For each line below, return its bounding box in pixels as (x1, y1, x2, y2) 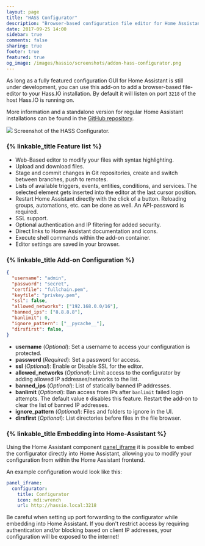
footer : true (6, 49, 40, 55)
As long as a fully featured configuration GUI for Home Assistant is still (6, 77, 184, 84)
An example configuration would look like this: (6, 468, 122, 475)
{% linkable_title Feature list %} (6, 142, 102, 151)
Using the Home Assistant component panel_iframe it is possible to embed (6, 443, 194, 450)
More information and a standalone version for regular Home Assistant (6, 108, 184, 115)
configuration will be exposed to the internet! (6, 533, 120, 541)
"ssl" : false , (12, 298, 48, 304)
